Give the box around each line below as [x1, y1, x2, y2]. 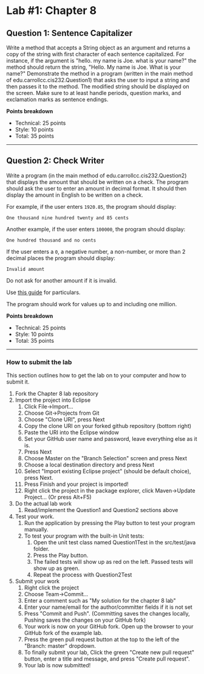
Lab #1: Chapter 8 [6, 4, 97, 18]
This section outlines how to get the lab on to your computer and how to [6, 372, 186, 379]
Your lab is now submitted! [24, 662, 91, 669]
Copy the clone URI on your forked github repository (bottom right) [24, 423, 192, 430]
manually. [24, 526, 49, 533]
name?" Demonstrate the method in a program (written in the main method [6, 70, 193, 77]
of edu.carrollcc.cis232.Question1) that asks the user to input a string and [6, 77, 190, 83]
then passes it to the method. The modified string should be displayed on [6, 83, 189, 90]
